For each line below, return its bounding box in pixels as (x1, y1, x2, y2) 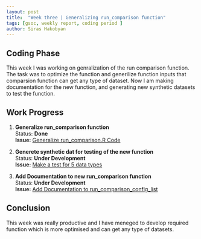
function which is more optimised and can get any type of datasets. (6, 225, 174, 233)
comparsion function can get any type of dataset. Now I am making (6, 77, 174, 85)
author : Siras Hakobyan (6, 25, 66, 32)
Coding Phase (6, 48, 60, 58)
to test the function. (6, 90, 56, 97)
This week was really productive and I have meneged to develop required (6, 219, 189, 226)
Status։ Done (14, 129, 48, 137)
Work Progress (6, 107, 64, 118)
